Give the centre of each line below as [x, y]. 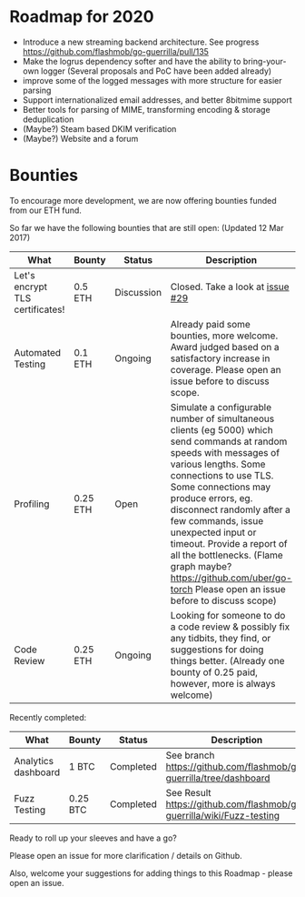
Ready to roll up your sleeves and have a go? [93, 838]
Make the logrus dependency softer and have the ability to [132, 61]
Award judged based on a [225, 347]
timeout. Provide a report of [229, 543]
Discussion [138, 292]
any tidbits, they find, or [221, 638]
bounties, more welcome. [224, 336]
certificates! [39, 309]
